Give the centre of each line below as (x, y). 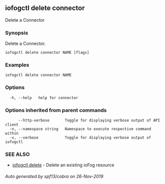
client (12, 125)
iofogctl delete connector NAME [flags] (47, 53)
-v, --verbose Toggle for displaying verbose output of (81, 138)
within (12, 133)
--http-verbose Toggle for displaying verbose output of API (89, 120)
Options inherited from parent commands (56, 110)
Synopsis (17, 33)
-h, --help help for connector (44, 98)
